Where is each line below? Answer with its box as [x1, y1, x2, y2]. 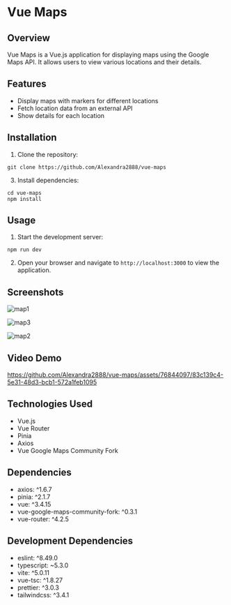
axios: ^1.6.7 [17, 485, 52, 493]
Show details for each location [17, 111, 105, 119]
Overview [7, 32, 51, 44]
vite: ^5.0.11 [17, 568, 50, 576]
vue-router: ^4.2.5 [17, 514, 70, 523]
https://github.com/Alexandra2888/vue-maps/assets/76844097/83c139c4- [7, 371, 224, 379]
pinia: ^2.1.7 [17, 493, 51, 501]
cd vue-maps [7, 189, 42, 196]
